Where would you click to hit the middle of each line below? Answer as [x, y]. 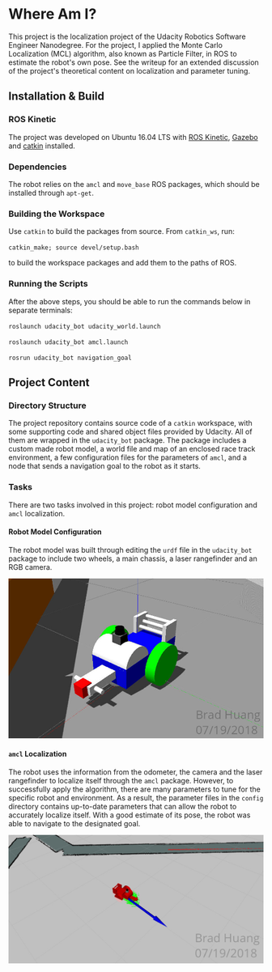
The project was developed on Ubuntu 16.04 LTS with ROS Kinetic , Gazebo [133, 137]
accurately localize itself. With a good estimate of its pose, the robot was [130, 815]
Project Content [49, 382]
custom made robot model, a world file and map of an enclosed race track [132, 449]
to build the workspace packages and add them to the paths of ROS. [123, 263]
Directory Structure [47, 405]
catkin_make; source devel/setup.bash [74, 248]
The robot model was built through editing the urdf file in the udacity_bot [130, 550]
